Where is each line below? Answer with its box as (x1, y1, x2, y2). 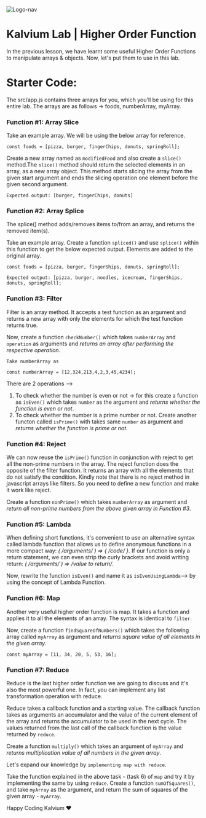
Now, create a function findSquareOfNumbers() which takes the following (6, 626, 189, 634)
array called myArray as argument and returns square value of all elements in (6, 633, 200, 640)
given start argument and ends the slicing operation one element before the (6, 174, 198, 181)
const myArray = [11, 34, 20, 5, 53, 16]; (6, 651, 117, 658)
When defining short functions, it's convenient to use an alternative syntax (6, 534, 195, 541)
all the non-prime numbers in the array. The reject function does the (6, 460, 179, 468)
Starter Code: (6, 76, 77, 90)
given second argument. (6, 181, 68, 188)
